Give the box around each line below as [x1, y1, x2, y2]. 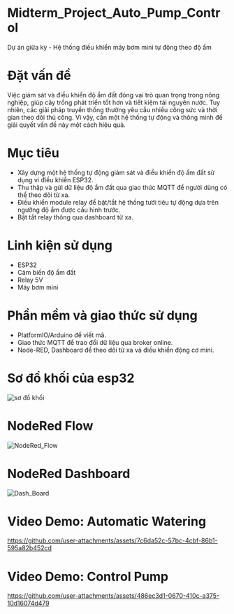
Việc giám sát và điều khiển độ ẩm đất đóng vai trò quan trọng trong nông [7, 90, 220, 99]
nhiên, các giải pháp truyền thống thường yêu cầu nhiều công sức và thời [7, 105, 218, 114]
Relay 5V [17, 275, 43, 284]
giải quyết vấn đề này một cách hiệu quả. [7, 121, 126, 129]
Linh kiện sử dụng [7, 238, 113, 253]
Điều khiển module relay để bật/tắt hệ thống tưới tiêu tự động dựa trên [17, 198, 219, 206]
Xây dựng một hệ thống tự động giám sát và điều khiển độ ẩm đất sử [17, 168, 215, 177]
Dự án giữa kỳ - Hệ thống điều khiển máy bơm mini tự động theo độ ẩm [7, 43, 212, 51]
